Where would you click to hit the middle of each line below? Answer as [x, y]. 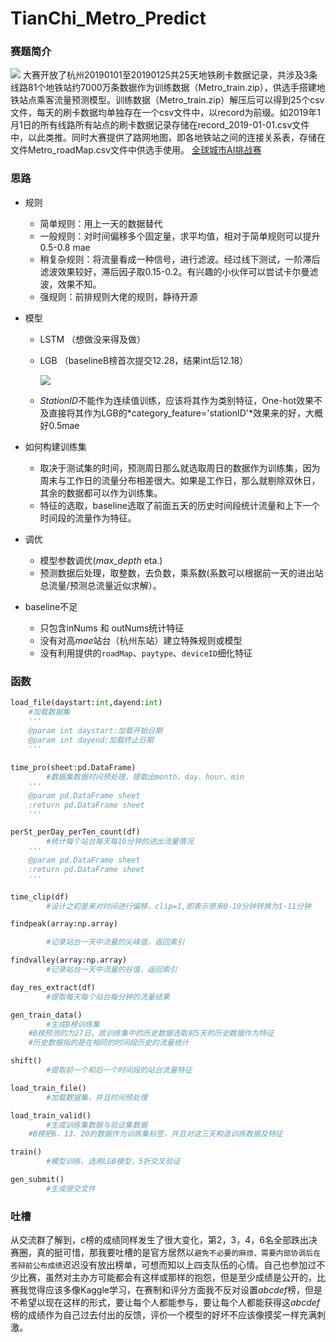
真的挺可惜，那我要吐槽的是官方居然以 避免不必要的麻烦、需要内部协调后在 [179, 1253]
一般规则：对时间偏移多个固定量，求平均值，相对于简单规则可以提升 [180, 236]
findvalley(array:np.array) [69, 960]
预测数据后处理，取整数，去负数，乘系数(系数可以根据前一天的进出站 [181, 573]
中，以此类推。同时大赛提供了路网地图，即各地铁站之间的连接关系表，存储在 [168, 138]
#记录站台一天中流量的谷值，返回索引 [112, 970]
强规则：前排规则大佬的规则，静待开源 [118, 296]
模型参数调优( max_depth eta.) [101, 560]
